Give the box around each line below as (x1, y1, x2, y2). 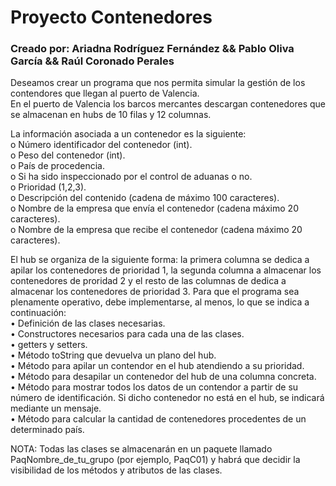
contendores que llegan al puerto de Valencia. (10, 87, 200, 100)
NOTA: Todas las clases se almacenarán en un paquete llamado (10, 443, 273, 455)
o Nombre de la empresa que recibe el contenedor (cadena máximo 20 (10, 224, 303, 236)
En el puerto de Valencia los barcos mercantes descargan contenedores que (10, 98, 327, 110)
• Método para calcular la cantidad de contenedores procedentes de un (10, 413, 307, 425)
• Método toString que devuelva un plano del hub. (10, 349, 217, 361)
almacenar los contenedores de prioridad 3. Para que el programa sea (10, 286, 300, 298)
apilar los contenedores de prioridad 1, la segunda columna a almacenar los (10, 264, 322, 276)
